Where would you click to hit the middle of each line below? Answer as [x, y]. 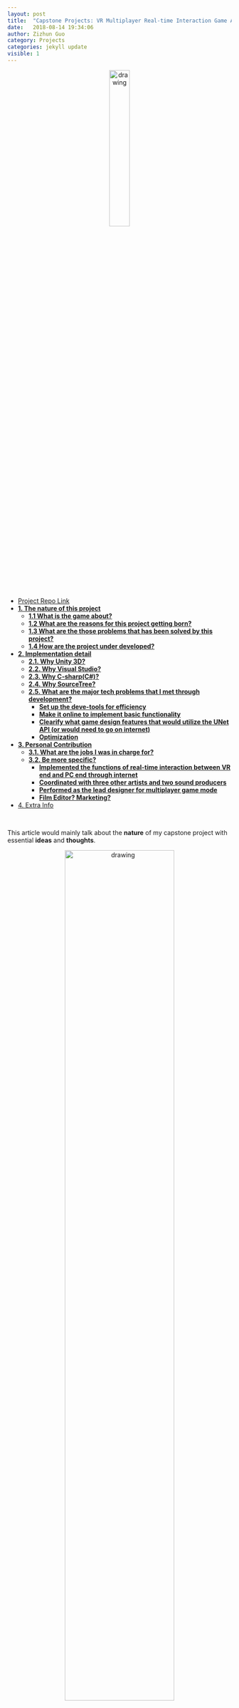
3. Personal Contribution [55, 744]
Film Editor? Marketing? [75, 797]
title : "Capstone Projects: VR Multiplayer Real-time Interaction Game [117, 21]
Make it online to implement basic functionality [110, 714]
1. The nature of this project [59, 608]
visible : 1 [23, 54]
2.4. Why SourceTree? [62, 683]
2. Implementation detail [54, 654]
